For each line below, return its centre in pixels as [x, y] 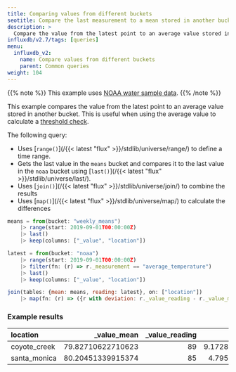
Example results [35, 317]
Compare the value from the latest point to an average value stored [117, 33]
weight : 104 [25, 72]
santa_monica [34, 358]
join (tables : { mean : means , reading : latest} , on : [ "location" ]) [105, 293]
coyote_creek [33, 347]
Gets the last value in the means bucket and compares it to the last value [121, 163]
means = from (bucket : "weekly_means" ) [64, 221]
